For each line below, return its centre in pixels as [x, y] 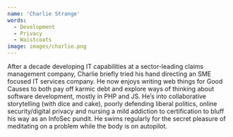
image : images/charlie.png [47, 46]
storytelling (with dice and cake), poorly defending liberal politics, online [112, 104]
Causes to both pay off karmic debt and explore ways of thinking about [111, 89]
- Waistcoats [33, 40]
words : [17, 20]
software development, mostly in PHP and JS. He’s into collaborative [107, 96]
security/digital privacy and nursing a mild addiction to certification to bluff [116, 111]
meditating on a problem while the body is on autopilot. [88, 126]
